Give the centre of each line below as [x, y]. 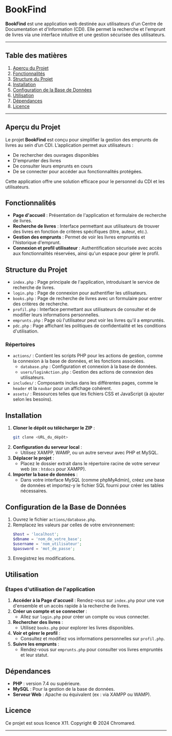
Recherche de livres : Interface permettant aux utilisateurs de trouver [86, 226]
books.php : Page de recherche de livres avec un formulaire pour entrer [87, 299]
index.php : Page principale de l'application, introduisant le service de [86, 282]
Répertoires [20, 344]
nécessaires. [34, 491]
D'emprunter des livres [37, 160]
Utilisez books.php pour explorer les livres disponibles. [77, 628]
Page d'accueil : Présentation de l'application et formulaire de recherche [90, 215]
